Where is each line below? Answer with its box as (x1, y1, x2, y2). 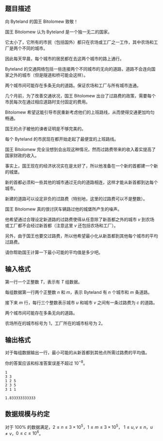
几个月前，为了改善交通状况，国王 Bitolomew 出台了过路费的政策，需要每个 (5, 93, 156, 98)
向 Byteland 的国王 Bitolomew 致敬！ (5, 19, 79, 24)
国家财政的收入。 (5, 153, 39, 158)
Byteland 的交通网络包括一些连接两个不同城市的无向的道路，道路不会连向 (5, 66, 151, 72)
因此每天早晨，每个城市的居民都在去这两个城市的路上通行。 (5, 56, 124, 61)
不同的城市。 (21, 45, 48, 51)
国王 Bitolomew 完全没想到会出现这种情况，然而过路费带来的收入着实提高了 (5, 146, 156, 152)
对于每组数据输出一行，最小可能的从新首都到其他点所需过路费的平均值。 (5, 350, 149, 356)
